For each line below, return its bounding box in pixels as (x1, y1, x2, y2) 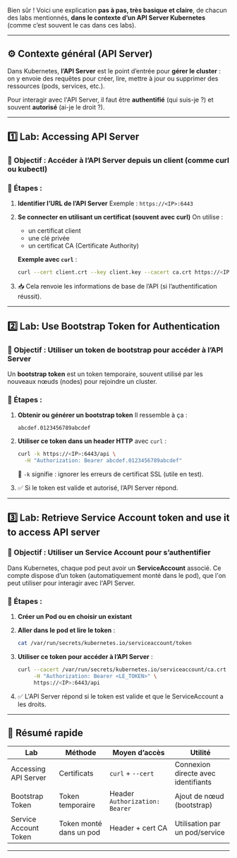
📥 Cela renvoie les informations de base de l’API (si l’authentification (17, 282, 217, 291)
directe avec (174, 768, 217, 778)
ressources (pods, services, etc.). (7, 81, 105, 90)
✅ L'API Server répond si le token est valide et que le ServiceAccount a (17, 691, 224, 701)
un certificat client (28, 226, 81, 235)
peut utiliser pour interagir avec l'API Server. (7, 579, 135, 587)
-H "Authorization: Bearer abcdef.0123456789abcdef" (24, 457, 183, 464)
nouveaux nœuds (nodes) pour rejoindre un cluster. (7, 377, 157, 385)
